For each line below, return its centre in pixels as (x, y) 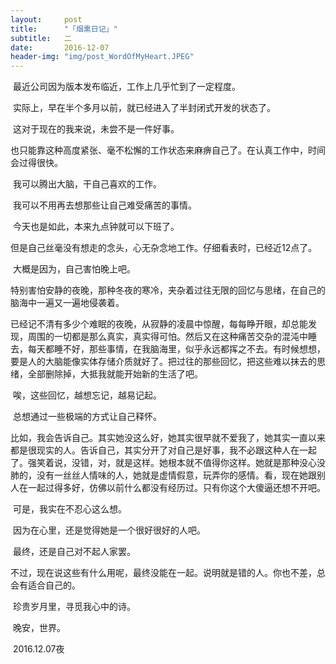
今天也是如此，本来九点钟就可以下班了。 (96, 227)
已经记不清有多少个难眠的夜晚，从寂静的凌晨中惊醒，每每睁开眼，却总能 (159, 324)
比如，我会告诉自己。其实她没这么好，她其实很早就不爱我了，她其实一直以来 (168, 438)
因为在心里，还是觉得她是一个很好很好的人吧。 (109, 530)
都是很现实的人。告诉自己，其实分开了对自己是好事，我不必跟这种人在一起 (163, 450)
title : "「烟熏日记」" (64, 29)
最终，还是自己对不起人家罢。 (74, 552)
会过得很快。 (36, 163)
